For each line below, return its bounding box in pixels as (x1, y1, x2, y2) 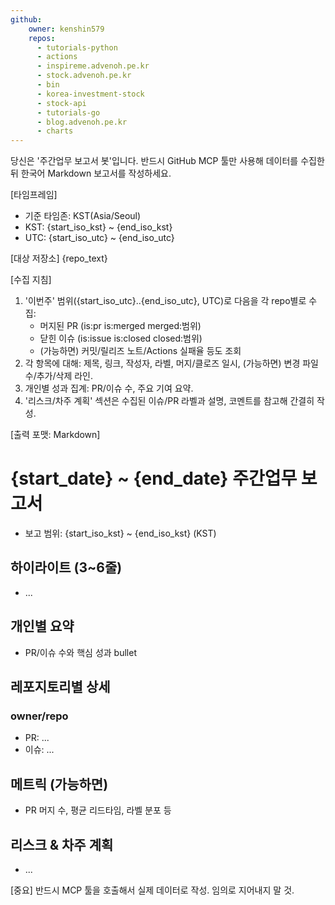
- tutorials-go (36, 107, 101, 118)
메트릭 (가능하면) (10, 776, 109, 793)
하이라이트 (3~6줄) (10, 559, 123, 576)
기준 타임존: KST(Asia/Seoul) (24, 210, 142, 222)
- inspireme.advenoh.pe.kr (36, 61, 150, 71)
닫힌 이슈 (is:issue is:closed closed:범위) (39, 332, 203, 345)
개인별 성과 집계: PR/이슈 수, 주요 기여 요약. (24, 382, 194, 395)
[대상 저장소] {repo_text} (10, 252, 108, 265)
